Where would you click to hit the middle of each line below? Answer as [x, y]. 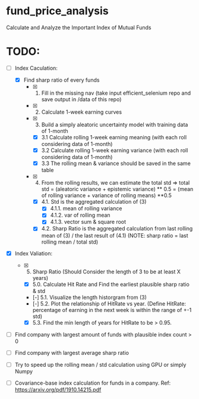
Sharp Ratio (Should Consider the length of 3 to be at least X [107, 272]
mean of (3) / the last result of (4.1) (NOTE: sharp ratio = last [115, 235]
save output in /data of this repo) [81, 99]
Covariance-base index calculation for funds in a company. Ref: [93, 383]
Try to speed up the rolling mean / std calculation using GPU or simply [100, 364]
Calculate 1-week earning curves [82, 112]
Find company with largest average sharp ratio [72, 353]
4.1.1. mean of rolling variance [86, 208]
